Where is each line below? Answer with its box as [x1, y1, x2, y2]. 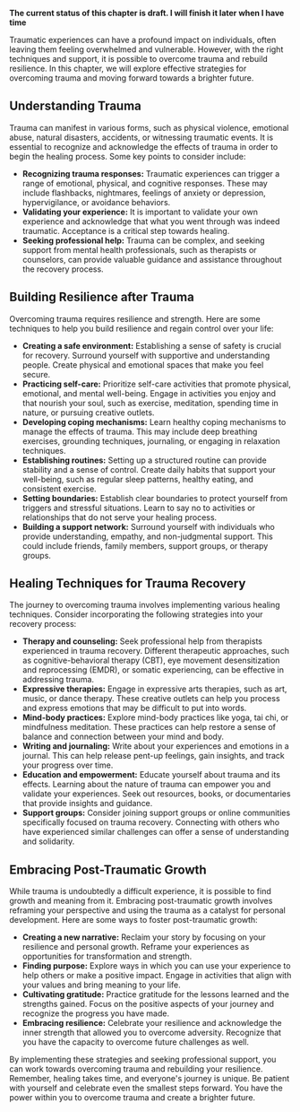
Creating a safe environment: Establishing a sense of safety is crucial [21, 340, 282, 351]
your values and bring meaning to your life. [21, 979, 181, 990]
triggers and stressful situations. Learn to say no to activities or [21, 502, 255, 513]
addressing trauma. [21, 674, 95, 685]
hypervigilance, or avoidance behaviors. [21, 196, 171, 207]
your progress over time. [21, 760, 114, 770]
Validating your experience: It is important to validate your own [21, 206, 258, 217]
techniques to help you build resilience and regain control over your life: [9, 323, 274, 334]
